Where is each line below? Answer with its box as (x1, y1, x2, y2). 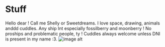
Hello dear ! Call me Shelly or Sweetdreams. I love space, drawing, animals (5, 20, 160, 26)
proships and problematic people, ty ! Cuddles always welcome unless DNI (5, 30, 160, 36)
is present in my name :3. (5, 36, 58, 42)
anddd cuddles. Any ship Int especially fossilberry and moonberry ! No (5, 25, 152, 31)
